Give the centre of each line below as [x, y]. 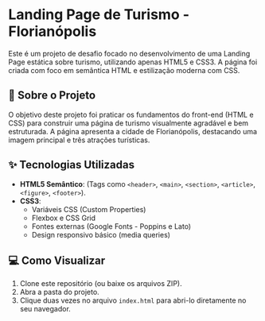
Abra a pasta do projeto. [59, 292]
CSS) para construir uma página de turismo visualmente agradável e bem [129, 123]
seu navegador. [45, 309]
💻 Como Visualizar [57, 260]
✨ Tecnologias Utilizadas [72, 165]
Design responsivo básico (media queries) [101, 234]
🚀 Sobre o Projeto [52, 96]
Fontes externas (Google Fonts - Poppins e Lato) [111, 226]
